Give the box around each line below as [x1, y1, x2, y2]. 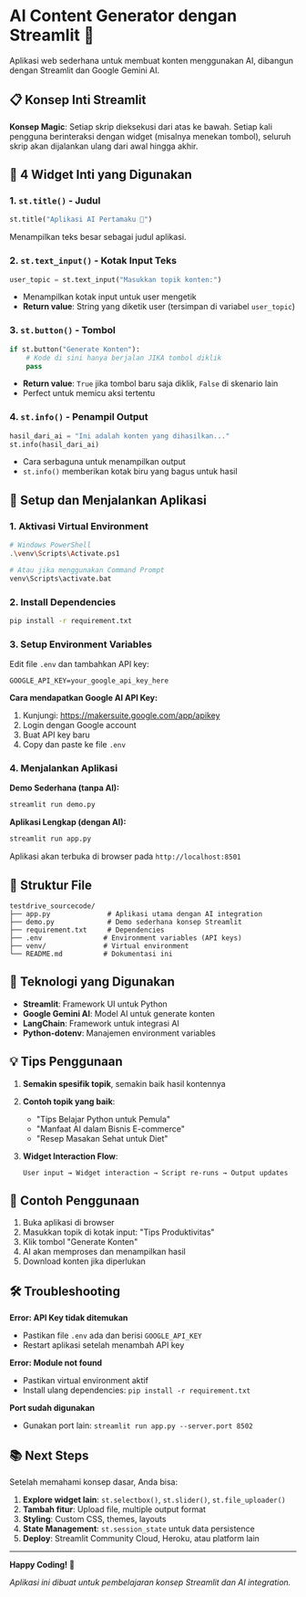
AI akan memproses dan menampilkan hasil [22, 1247, 187, 1258]
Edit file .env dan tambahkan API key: [9, 659, 150, 670]
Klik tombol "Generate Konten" [22, 1237, 138, 1247]
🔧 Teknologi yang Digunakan [9, 974, 176, 990]
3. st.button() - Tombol [9, 324, 116, 337]
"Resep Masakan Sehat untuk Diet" [36, 1133, 168, 1143]
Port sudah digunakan [9, 1403, 96, 1414]
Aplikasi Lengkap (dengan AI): [9, 817, 127, 828]
